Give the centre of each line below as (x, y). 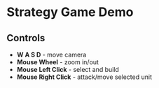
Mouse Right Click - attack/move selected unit (84, 77)
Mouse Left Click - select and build (68, 69)
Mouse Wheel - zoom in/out (58, 62)
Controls (26, 38)
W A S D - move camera (51, 54)
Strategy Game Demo (70, 12)
